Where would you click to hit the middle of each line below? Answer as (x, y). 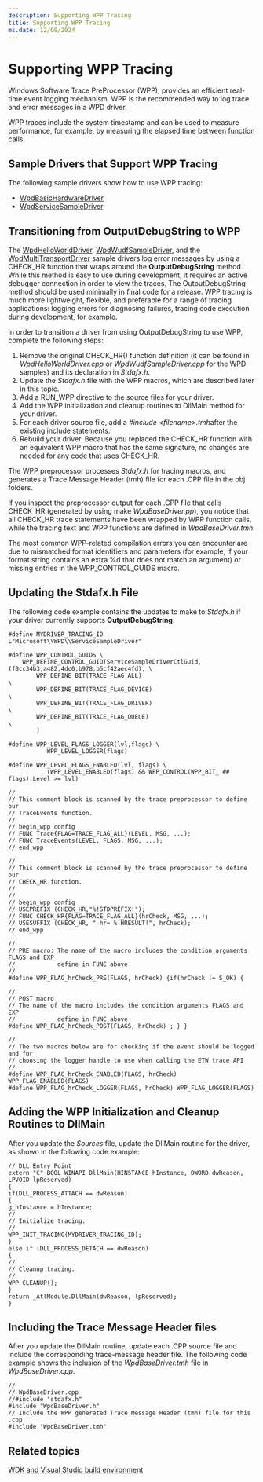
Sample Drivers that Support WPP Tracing (113, 164)
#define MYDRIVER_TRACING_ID (56, 634)
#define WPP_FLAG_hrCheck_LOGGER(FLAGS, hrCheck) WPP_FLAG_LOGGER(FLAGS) (131, 1088)
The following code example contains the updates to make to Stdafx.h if (124, 611)
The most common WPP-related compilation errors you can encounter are (128, 543)
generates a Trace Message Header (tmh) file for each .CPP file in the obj (127, 479)
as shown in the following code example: (74, 1151)
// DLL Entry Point (40, 1166)
